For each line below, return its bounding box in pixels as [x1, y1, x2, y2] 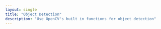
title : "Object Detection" [5, 12, 62, 17]
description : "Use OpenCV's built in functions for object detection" [5, 16, 156, 21]
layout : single [5, 7, 37, 12]
